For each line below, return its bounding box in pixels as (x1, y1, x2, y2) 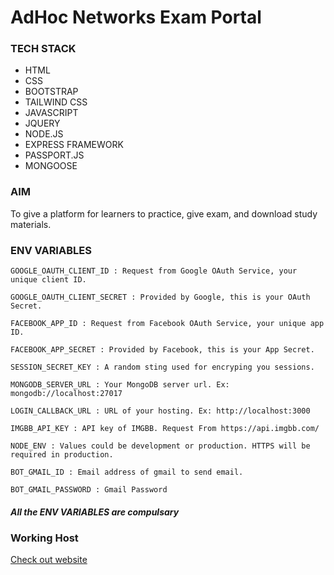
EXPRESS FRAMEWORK (24, 139, 124, 151)
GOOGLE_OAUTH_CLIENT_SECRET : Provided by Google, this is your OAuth (10, 292, 311, 303)
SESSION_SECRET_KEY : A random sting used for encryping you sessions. (10, 362, 315, 373)
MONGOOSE (24, 160, 78, 172)
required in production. (10, 450, 114, 460)
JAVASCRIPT (24, 107, 79, 119)
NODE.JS (24, 128, 64, 140)
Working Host (10, 531, 79, 545)
